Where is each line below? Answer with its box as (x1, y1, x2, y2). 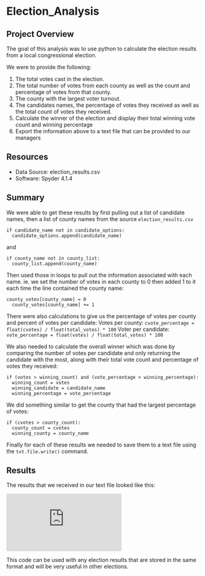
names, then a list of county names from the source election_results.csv (6, 215, 193, 222)
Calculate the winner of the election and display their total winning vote (15, 115, 195, 122)
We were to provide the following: (6, 63, 91, 71)
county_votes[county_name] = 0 (6, 296, 87, 302)
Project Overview (6, 29, 74, 39)
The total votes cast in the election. (15, 76, 104, 82)
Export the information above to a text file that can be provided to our (15, 128, 191, 134)
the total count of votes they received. (15, 108, 112, 115)
